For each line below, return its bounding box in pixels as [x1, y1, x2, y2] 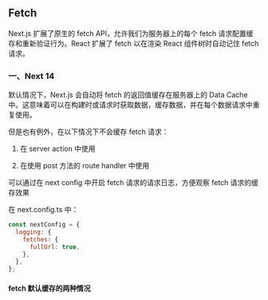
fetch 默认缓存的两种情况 [8, 283, 91, 293]
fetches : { [22, 235, 59, 243]
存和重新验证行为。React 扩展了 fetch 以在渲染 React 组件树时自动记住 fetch [8, 38, 259, 48]
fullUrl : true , [29, 243, 81, 251]
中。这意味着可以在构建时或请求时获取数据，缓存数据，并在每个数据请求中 [8, 100, 253, 110]
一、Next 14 [8, 70, 55, 81]
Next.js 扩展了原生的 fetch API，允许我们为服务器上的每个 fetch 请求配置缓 [8, 28, 254, 38]
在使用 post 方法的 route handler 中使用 [19, 161, 150, 171]
